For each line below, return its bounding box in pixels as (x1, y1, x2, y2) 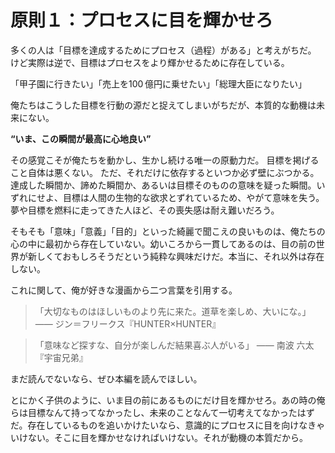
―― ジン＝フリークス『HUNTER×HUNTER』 (34, 317, 222, 330)
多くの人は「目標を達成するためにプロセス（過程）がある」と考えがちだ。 (10, 44, 317, 56)
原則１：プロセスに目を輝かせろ (10, 9, 274, 32)
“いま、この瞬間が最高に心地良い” (10, 132, 152, 145)
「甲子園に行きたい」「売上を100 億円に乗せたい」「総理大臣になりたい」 (10, 77, 307, 90)
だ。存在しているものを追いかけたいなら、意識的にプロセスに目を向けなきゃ (10, 419, 326, 431)
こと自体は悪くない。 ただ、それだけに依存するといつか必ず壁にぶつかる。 (10, 166, 320, 178)
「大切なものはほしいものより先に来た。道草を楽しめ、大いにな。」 (34, 305, 312, 317)
